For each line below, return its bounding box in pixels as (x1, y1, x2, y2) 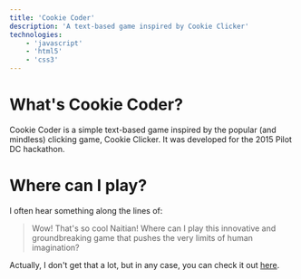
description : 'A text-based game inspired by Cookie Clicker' (9, 22, 249, 31)
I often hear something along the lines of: (9, 205, 163, 216)
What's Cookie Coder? (9, 94, 184, 115)
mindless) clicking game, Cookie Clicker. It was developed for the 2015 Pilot (9, 133, 293, 145)
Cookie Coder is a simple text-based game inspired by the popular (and (9, 124, 277, 135)
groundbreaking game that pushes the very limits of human (31, 232, 254, 243)
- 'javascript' (25, 38, 83, 48)
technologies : (9, 30, 63, 39)
